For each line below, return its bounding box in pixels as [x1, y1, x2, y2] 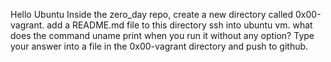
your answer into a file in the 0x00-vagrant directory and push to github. [10, 40, 309, 52]
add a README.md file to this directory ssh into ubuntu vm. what [46, 19, 313, 31]
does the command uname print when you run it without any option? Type [10, 30, 315, 41]
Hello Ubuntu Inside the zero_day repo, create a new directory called [10, 9, 294, 20]
